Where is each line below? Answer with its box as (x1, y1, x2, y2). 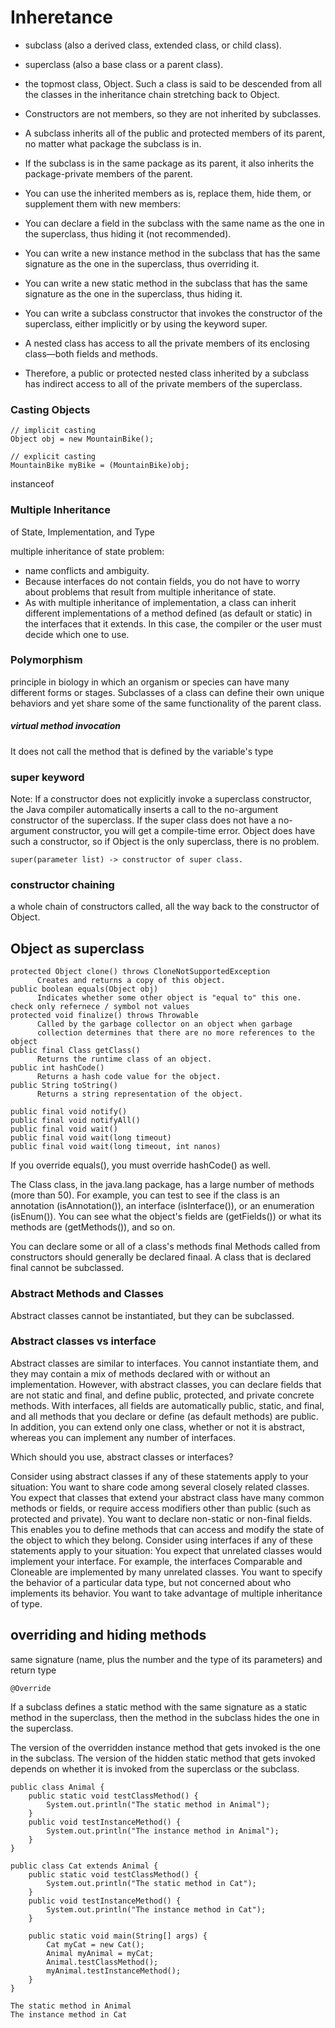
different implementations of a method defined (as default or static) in (24, 607, 313, 619)
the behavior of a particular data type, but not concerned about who (10, 1576, 292, 1588)
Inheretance (10, 6, 114, 29)
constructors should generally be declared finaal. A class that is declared (10, 1251, 312, 1263)
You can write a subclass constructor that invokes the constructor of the (24, 307, 323, 319)
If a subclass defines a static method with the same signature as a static (10, 1701, 308, 1713)
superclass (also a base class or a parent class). (24, 58, 224, 70)
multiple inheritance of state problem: (10, 545, 165, 557)
